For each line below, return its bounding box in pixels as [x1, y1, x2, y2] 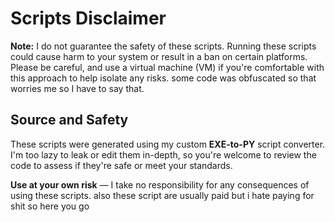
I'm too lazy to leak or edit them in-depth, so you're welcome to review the [10, 148, 317, 161]
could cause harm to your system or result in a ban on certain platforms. [10, 50, 308, 62]
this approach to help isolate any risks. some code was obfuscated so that [10, 72, 317, 84]
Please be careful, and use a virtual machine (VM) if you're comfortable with [10, 61, 325, 73]
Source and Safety [10, 112, 129, 129]
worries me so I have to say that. [10, 82, 145, 94]
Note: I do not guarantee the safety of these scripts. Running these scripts [10, 40, 317, 52]
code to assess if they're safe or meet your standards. [10, 159, 233, 171]
